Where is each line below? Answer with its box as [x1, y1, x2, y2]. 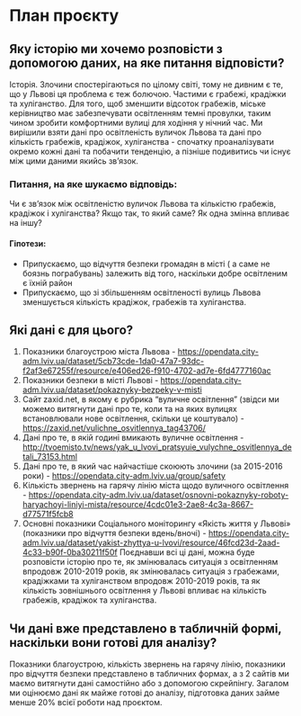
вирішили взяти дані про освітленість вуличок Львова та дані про [9, 127, 262, 138]
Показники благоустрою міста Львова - [22, 346, 176, 357]
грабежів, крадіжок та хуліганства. [22, 595, 157, 605]
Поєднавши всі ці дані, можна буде [120, 547, 255, 558]
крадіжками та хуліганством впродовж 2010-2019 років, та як [22, 576, 261, 586]
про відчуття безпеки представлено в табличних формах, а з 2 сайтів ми [9, 668, 289, 679]
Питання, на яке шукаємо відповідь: [9, 177, 178, 190]
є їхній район [22, 277, 74, 288]
